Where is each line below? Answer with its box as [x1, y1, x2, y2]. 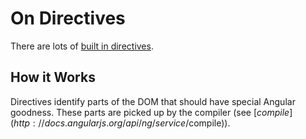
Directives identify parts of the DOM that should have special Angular [10, 95, 296, 107]
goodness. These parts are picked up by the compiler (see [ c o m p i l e [10, 106, 290, 118]
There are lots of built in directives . [10, 40, 154, 52]
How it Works [10, 69, 96, 86]
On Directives [10, 7, 126, 30]
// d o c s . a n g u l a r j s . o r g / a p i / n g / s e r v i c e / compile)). [38, 117, 231, 129]
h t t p [13, 117, 31, 129]
